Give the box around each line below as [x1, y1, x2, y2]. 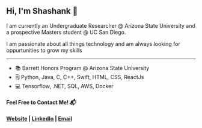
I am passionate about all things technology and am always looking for [6, 40, 180, 47]
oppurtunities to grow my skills [6, 46, 82, 54]
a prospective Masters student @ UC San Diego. [6, 28, 126, 36]
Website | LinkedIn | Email [6, 115, 72, 122]
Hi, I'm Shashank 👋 [6, 6, 78, 16]
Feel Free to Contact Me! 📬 [6, 99, 76, 106]
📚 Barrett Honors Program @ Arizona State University [14, 64, 150, 71]
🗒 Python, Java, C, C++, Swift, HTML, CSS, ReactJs [14, 73, 144, 80]
